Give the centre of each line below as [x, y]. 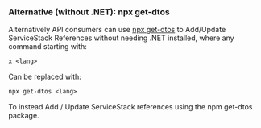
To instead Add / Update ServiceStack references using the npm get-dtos [130, 107]
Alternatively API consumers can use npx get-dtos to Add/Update [117, 30]
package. [24, 116]
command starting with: [48, 47]
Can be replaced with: [45, 77]
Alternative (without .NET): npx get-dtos [89, 12]
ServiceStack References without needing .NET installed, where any [122, 38]
